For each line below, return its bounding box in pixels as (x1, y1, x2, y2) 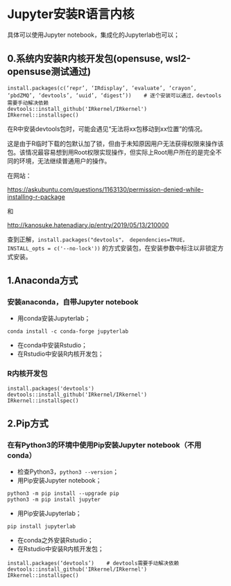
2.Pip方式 (7, 417, 49, 430)
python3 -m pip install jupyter (7, 497, 101, 503)
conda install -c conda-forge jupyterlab (7, 328, 129, 335)
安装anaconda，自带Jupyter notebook (7, 298, 139, 307)
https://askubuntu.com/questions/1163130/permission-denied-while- (7, 185, 204, 193)
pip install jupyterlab (7, 523, 76, 531)
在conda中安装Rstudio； (17, 341, 88, 350)
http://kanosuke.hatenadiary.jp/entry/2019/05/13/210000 (7, 221, 169, 229)
